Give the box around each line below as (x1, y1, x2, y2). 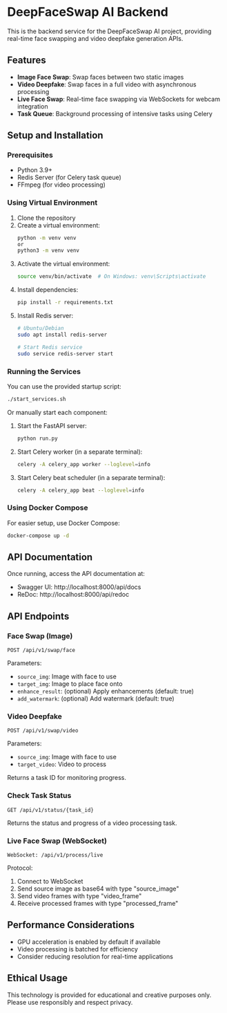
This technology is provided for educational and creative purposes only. (7, 990, 212, 999)
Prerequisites (7, 150, 53, 160)
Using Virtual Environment (7, 198, 98, 207)
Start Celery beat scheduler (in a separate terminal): (17, 473, 166, 481)
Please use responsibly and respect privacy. (7, 998, 133, 1006)
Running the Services (7, 366, 81, 376)
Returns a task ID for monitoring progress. (7, 774, 126, 782)
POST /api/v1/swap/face (7, 647, 76, 654)
